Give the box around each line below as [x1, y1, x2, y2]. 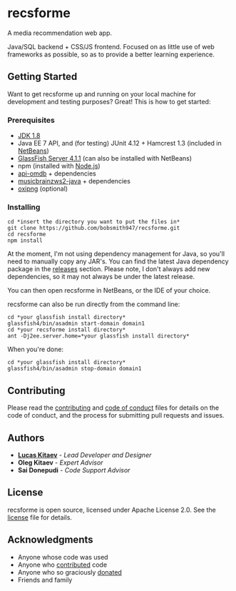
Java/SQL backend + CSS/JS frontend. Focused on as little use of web [7, 42, 215, 51]
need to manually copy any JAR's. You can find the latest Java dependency [7, 257, 230, 266]
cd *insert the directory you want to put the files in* [7, 218, 180, 226]
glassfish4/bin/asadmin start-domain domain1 [7, 320, 145, 328]
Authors [7, 432, 45, 444]
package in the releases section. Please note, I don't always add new [7, 265, 210, 273]
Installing [7, 202, 41, 212]
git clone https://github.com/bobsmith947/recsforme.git [7, 225, 180, 232]
